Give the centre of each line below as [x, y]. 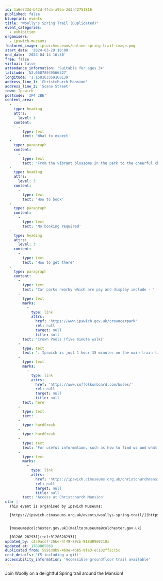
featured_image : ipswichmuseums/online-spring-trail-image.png [70, 46]
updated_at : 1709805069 [29, 546]
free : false [17, 59]
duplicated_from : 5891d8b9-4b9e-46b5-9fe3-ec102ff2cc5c [63, 550]
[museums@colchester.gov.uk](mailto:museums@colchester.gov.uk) [76, 528]
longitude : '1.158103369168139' [38, 77]
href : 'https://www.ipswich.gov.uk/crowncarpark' [87, 321]
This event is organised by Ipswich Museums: [56, 506]
